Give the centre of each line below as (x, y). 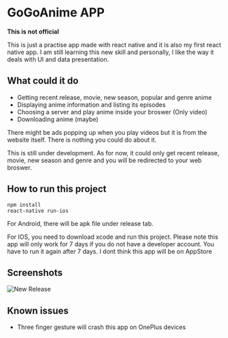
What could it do (43, 81)
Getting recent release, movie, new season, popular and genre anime (114, 97)
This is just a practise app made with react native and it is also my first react (114, 44)
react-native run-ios (38, 211)
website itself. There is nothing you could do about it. (82, 140)
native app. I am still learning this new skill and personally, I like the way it (111, 52)
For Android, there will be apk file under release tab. (80, 223)
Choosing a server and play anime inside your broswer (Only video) (112, 112)
